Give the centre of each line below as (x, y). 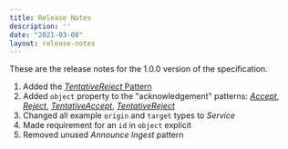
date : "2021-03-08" (46, 35)
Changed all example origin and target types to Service (129, 115)
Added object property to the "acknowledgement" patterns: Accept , (151, 96)
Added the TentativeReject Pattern (87, 86)
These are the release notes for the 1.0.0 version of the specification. (139, 69)
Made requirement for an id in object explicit (107, 125)
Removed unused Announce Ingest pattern (103, 135)
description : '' (40, 26)
